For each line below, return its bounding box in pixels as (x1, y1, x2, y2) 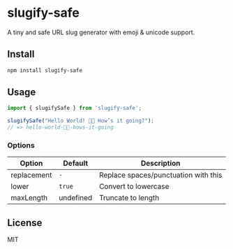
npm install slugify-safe (7, 66, 82, 74)
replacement (10, 170, 52, 180)
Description (140, 159, 181, 169)
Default (63, 159, 89, 169)
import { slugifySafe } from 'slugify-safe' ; (7, 105, 142, 112)
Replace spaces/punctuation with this (98, 170, 223, 180)
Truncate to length (98, 193, 160, 203)
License (7, 217, 43, 229)
